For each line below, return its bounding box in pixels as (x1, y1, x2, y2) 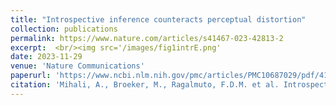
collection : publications (10, 24, 118, 34)
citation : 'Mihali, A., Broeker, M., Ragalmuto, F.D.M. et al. (10, 80, 280, 90)
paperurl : (10, 71, 52, 81)
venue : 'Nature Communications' (10, 61, 145, 71)
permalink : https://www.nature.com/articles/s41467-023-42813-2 (10, 33, 284, 43)
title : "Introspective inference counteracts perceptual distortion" (10, 14, 307, 25)
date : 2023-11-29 (10, 52, 83, 62)
